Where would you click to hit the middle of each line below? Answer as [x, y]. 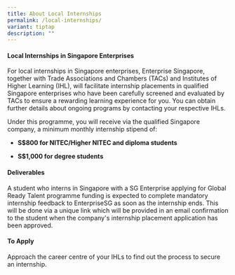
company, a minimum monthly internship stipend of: [82, 129]
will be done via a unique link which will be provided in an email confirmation [118, 210]
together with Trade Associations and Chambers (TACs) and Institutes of [112, 78]
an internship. [27, 264]
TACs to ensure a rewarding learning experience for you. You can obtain [112, 101]
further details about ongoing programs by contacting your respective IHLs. [116, 108]
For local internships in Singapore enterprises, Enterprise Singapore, [106, 71]
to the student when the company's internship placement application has [113, 218]
